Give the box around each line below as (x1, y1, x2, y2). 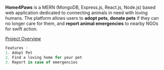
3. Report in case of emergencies (5, 59, 78, 65)
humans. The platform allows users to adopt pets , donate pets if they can (5, 15, 159, 21)
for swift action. (5, 26, 38, 32)
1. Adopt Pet (5, 50, 33, 55)
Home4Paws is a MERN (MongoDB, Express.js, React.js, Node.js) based (5, 5, 155, 10)
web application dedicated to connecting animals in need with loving (5, 10, 148, 16)
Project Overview (5, 36, 41, 42)
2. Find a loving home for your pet (5, 55, 82, 60)
